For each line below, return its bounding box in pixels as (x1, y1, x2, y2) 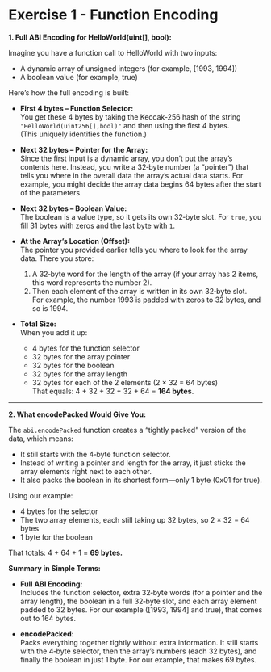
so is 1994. (31, 303, 69, 313)
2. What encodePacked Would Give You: (8, 409, 147, 419)
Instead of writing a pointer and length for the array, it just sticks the (19, 458, 246, 468)
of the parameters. (19, 187, 82, 197)
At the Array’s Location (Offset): (19, 236, 131, 246)
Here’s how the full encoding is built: (8, 87, 130, 98)
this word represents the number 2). (31, 277, 152, 288)
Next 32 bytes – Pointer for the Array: (19, 145, 148, 154)
